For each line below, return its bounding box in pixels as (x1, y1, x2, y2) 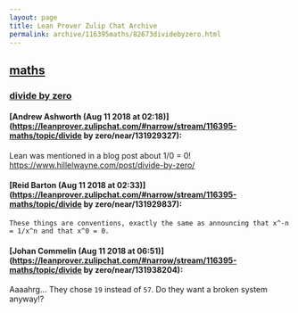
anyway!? (9, 293, 45, 304)
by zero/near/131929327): (83, 130, 183, 141)
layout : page (9, 12, 58, 22)
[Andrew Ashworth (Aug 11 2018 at (9, 111, 141, 122)
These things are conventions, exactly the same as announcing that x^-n (9, 219, 290, 228)
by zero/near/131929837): (83, 199, 183, 210)
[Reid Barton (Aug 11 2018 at (9, 180, 116, 191)
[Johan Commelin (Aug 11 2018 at (9, 245, 136, 256)
